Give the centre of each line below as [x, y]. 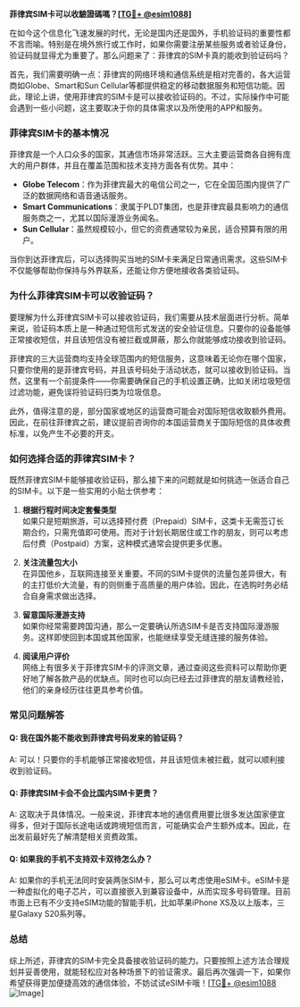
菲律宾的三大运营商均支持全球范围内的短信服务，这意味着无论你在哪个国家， [150, 358]
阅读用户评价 [46, 656]
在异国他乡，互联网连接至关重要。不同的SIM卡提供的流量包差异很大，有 [154, 573]
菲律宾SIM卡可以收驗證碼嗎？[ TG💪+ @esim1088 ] [100, 14]
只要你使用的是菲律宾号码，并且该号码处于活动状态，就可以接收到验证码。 [146, 369]
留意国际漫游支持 [54, 615]
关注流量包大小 [50, 562]
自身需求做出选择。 [65, 596]
